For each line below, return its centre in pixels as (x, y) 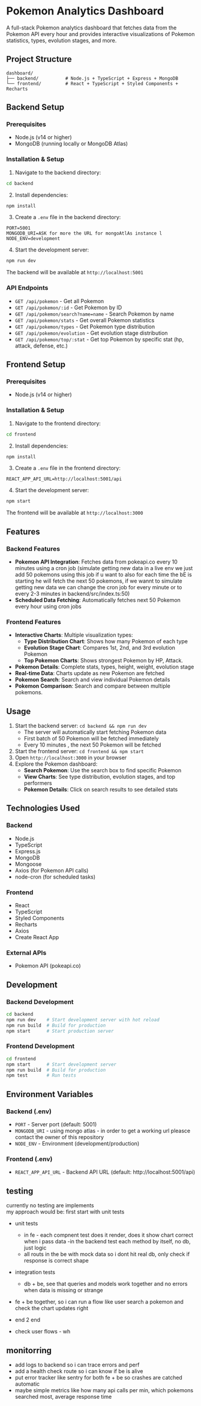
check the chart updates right (52, 1308)
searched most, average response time (63, 1396)
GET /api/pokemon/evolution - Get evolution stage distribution (91, 333)
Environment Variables (50, 1094)
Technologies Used (43, 808)
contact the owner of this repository (59, 1137)
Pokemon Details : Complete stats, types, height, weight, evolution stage (104, 667)
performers (38, 783)
